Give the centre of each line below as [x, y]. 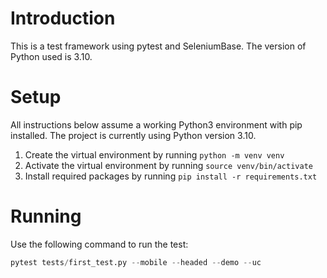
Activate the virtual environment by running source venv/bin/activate [168, 165]
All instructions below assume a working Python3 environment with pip [156, 124]
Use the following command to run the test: [99, 244]
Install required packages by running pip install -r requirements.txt [171, 176]
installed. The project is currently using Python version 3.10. [133, 135]
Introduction [63, 18]
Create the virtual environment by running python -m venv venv [154, 154]
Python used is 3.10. [51, 56]
